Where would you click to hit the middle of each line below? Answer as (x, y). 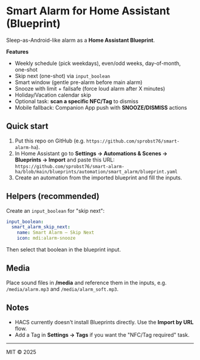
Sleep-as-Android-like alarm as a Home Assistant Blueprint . (81, 40)
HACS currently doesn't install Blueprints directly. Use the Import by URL (104, 322)
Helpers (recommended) (53, 196)
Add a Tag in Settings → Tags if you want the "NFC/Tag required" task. (102, 334)
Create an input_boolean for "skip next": (56, 210)
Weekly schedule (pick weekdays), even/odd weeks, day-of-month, (98, 63)
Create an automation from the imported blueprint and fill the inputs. (99, 178)
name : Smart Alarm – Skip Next (56, 233)
